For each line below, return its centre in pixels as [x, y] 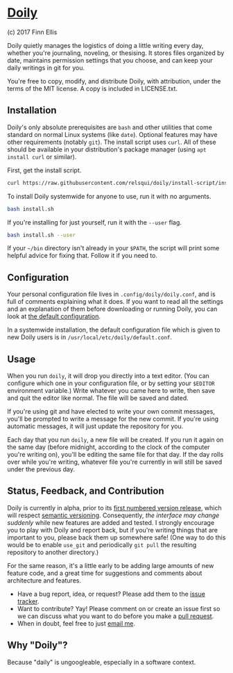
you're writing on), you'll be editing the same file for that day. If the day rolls [115, 454]
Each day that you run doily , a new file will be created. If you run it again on [115, 440]
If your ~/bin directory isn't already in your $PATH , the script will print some [113, 248]
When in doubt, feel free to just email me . [76, 623]
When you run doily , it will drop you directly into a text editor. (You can [109, 376]
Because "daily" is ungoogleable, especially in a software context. [102, 662]
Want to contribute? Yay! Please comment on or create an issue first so [119, 608]
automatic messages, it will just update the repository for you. [95, 426]
